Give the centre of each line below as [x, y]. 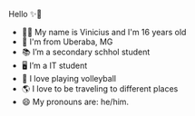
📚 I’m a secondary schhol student [86, 52]
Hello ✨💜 [25, 14]
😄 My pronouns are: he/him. [75, 101]
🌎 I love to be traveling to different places [100, 89]
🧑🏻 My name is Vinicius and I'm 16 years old [104, 32]
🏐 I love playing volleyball [69, 78]
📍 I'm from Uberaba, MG [67, 42]
